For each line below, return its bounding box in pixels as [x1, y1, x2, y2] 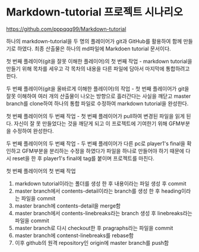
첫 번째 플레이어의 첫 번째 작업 [6, 167, 76, 174]
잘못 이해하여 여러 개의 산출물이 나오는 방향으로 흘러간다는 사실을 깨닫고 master [6, 92, 191, 100]
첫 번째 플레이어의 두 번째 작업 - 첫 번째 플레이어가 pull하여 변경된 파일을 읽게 [6, 112, 185, 119]
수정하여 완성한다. [12, 127, 54, 134]
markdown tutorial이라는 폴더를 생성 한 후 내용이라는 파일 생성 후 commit [14, 180, 187, 187]
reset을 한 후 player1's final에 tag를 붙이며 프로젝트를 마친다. [12, 155, 154, 162]
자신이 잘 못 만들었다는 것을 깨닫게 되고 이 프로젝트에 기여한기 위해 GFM [14, 120, 181, 127]
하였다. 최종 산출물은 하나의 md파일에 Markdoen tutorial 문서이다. [17, 45, 171, 52]
